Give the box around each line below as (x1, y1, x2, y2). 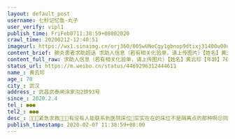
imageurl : (7, 43, 36, 50)
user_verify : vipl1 (7, 23, 64, 30)
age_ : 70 (7, 75, 33, 83)
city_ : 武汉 (7, 82, 40, 89)
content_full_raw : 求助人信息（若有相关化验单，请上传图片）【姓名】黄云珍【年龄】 (7, 56, 222, 63)
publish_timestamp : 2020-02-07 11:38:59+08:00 (7, 121, 145, 128)
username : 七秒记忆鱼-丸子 (7, 17, 79, 24)
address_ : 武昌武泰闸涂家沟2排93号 (7, 88, 100, 95)
